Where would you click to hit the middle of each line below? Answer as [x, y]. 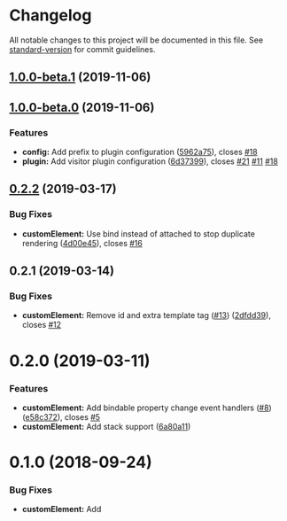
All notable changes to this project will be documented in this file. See [136, 40]
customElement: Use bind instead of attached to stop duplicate [138, 233]
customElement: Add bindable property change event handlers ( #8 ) [147, 408]
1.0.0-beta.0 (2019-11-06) [82, 107]
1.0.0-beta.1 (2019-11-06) [80, 78]
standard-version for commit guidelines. [82, 49]
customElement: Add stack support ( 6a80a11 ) [106, 426]
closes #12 [42, 325]
